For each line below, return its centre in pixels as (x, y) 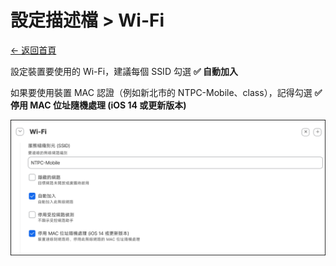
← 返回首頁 (33, 50)
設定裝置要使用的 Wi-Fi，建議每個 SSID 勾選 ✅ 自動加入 (124, 71)
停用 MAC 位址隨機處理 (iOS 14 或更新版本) (98, 105)
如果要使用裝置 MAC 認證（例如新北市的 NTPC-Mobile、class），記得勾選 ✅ (166, 92)
